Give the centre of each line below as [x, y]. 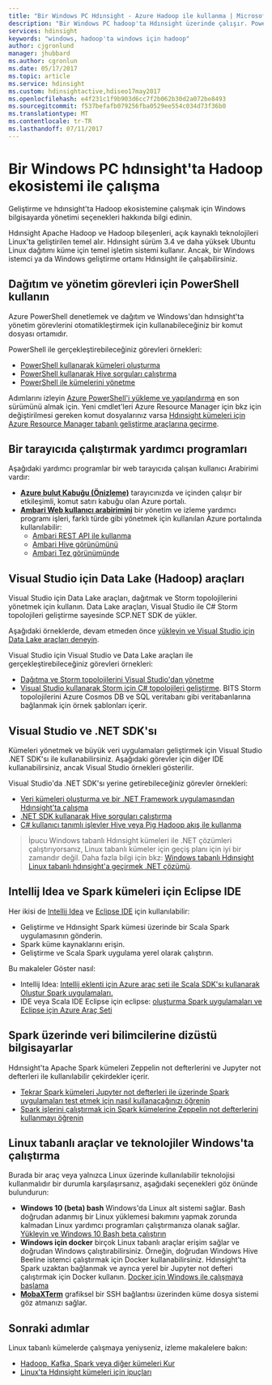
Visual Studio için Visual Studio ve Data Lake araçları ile [101, 655]
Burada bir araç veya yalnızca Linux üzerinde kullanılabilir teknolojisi [122, 1175]
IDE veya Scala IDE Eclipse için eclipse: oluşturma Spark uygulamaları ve [141, 1001]
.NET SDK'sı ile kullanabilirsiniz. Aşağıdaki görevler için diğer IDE [116, 759]
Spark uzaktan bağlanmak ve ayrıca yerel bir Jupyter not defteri [126, 1268]
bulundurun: [29, 1192]
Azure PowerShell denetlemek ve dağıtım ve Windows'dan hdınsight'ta [126, 316]
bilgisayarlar [41, 1048]
